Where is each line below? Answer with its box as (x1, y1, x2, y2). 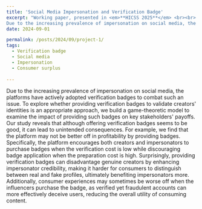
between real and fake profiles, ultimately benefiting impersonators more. (6, 171, 189, 179)
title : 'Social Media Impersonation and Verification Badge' (6, 9, 164, 15)
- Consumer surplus (11, 65, 61, 71)
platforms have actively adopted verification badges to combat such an (6, 94, 184, 101)
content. (6, 197, 27, 204)
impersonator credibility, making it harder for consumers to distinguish (6, 165, 181, 172)
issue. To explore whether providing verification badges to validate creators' (6, 100, 197, 108)
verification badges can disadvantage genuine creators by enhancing (6, 159, 180, 166)
